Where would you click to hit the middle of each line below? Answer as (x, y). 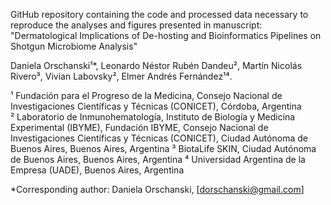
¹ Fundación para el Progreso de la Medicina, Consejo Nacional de (146, 95)
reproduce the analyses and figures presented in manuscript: (136, 25)
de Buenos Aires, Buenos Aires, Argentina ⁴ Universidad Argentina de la (158, 159)
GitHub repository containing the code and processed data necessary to (159, 14)
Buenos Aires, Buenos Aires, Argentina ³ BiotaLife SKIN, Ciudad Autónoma (163, 148)
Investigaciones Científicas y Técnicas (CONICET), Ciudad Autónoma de (159, 138)
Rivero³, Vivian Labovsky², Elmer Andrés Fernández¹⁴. (121, 76)
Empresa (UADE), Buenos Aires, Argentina (97, 170)
